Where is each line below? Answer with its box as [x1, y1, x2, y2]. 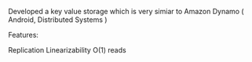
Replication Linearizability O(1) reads [8, 46, 127, 54]
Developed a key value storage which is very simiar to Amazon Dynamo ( [8, 7, 245, 16]
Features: [8, 31, 39, 39]
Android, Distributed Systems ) [8, 15, 108, 24]
